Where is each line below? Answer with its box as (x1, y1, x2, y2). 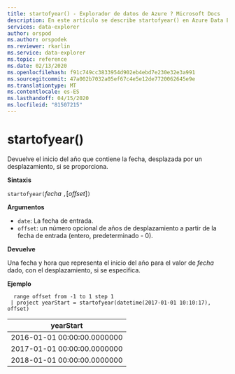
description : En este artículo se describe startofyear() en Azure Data (7, 17, 224, 24)
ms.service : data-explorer (7, 50, 86, 57)
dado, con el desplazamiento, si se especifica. (7, 265, 141, 274)
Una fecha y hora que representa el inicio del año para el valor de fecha (7, 258, 215, 267)
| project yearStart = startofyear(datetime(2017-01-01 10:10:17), (10, 299, 211, 306)
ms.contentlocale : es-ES (7, 88, 80, 95)
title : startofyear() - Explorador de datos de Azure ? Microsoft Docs (7, 10, 220, 18)
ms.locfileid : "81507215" (7, 102, 83, 109)
